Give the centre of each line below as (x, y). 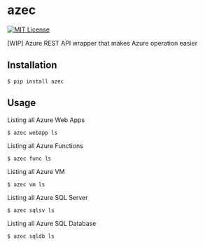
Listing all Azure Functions (45, 145)
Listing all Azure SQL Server (48, 197)
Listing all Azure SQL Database (52, 223)
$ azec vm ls (26, 185)
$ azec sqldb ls (31, 236)
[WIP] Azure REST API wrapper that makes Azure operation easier (102, 43)
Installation (32, 65)
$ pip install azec (36, 81)
